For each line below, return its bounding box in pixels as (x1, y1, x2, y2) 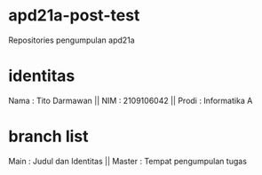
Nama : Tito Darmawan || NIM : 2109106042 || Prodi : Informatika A (8, 95, 253, 106)
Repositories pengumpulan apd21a (8, 35, 135, 45)
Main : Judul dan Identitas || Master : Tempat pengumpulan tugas (8, 155, 248, 166)
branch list (8, 126, 90, 147)
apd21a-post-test (8, 5, 140, 26)
